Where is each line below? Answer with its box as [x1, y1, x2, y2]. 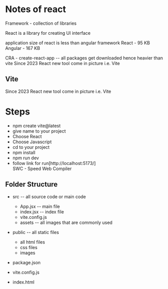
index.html [12, 279, 35, 285]
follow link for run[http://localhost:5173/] [12, 160, 96, 166]
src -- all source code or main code [12, 193, 87, 200]
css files [20, 244, 38, 250]
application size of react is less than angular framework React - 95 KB [5, 39, 150, 46]
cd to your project [12, 144, 50, 150]
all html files [20, 239, 45, 245]
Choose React [12, 133, 42, 139]
